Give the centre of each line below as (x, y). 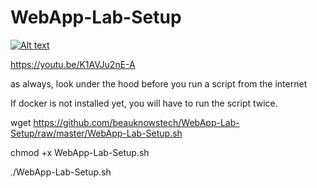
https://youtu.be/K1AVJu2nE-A (73, 64)
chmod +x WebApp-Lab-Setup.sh (80, 152)
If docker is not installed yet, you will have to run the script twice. (144, 103)
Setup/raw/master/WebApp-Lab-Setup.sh (96, 133)
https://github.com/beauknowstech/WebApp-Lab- (136, 122)
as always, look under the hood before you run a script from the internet (159, 83)
